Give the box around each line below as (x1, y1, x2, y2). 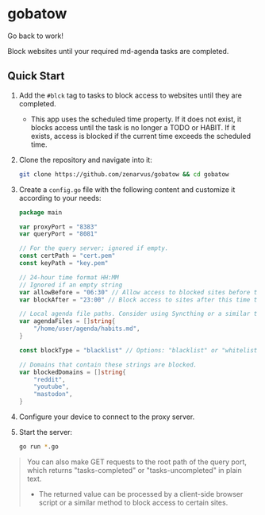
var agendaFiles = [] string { (18, 317, 116, 325)
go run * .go (18, 443, 59, 451)
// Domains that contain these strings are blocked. (18, 360, 198, 369)
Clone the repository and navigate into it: (18, 155, 152, 164)
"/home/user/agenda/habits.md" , (33, 325, 140, 333)
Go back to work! (7, 31, 64, 40)
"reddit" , (33, 375, 66, 383)
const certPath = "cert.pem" (18, 252, 116, 260)
